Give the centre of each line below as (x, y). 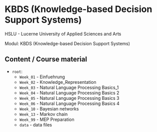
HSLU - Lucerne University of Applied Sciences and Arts (63, 34)
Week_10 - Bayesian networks (49, 108)
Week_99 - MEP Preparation (47, 119)
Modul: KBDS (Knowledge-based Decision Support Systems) (67, 43)
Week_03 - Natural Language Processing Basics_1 (69, 87)
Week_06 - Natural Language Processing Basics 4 (69, 103)
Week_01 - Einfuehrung (42, 77)
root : (17, 71)
